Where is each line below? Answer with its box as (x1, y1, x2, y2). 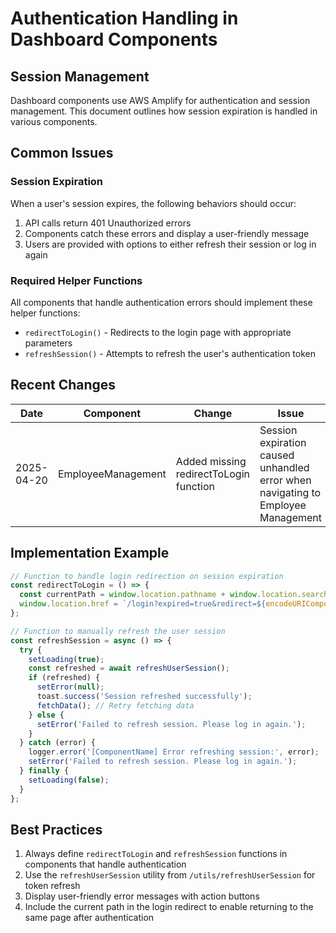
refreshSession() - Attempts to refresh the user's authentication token (24, 347, 316, 359)
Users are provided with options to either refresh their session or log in (24, 238, 317, 250)
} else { (28, 710, 65, 720)
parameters (24, 337, 73, 349)
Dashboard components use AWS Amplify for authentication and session (10, 95, 311, 106)
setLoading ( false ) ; (28, 775, 110, 785)
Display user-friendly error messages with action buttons (24, 890, 260, 902)
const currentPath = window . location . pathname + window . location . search (19, 590, 329, 600)
